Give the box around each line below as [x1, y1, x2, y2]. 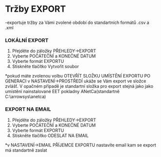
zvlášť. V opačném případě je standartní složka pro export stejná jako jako [5, 83, 154, 89]
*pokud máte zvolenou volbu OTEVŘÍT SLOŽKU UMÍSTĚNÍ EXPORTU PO [5, 73, 151, 79]
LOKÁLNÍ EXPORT [5, 37, 49, 43]
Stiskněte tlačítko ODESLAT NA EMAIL [12, 133, 89, 138]
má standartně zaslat [5, 147, 47, 153]
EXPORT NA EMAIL [5, 106, 51, 113]
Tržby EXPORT [5, 3, 66, 15]
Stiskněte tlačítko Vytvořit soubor [12, 63, 79, 69]
